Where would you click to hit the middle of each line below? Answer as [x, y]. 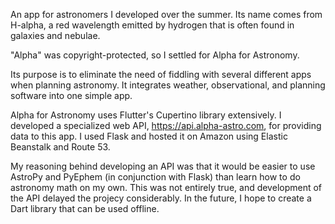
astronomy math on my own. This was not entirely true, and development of [166, 187]
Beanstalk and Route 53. [60, 147]
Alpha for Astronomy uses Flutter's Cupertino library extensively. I [146, 115]
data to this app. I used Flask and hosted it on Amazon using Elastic [149, 136]
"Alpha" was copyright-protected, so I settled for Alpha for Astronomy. [155, 55]
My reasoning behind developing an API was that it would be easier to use [163, 166]
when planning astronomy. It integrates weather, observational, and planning [168, 85]
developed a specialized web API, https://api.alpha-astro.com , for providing [166, 125]
